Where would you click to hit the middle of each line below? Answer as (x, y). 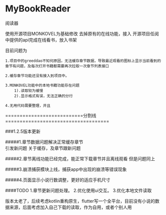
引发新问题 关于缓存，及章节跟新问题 (43, 148)
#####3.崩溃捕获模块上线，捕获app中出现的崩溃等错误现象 (66, 169)
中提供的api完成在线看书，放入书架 (41, 40)
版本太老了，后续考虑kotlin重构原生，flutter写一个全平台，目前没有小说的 (80, 201)
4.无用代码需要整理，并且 (28, 106)
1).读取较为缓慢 (29, 91)
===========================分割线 (51, 115)
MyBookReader (38, 9)
